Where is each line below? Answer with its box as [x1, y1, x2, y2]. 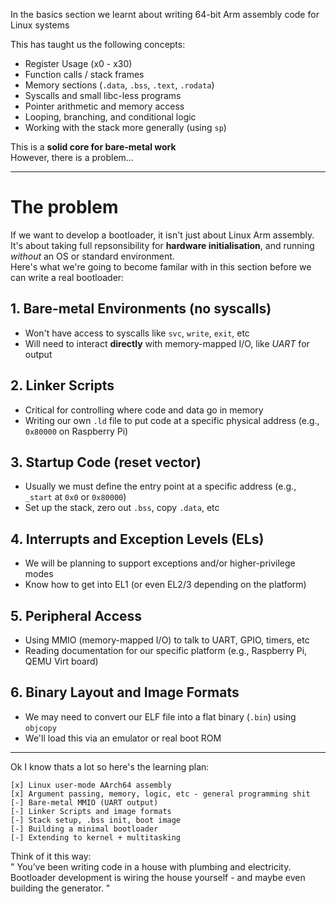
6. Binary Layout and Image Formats [10, 684, 240, 701]
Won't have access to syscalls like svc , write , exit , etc [24, 327, 250, 339]
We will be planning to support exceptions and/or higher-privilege [24, 557, 296, 569]
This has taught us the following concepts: [10, 39, 186, 50]
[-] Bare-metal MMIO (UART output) [10, 797, 159, 808]
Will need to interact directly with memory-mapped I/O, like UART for [24, 337, 310, 349]
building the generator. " [10, 882, 111, 894]
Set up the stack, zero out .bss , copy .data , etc [24, 502, 220, 514]
